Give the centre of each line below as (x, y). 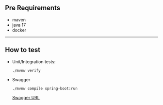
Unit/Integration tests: (34, 61)
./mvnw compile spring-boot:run (45, 88)
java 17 (19, 25)
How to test (23, 50)
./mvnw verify (26, 70)
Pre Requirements (33, 8)
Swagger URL (26, 97)
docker (19, 30)
